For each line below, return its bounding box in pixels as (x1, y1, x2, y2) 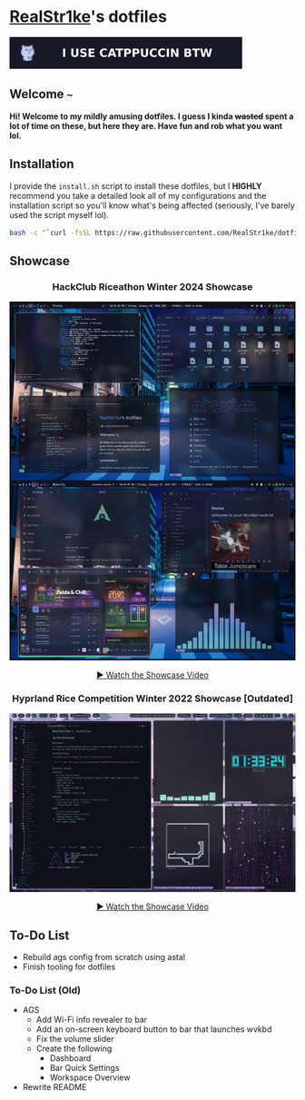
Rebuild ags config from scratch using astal (22, 951, 186, 962)
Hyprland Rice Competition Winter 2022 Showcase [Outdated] (12, 692, 293, 705)
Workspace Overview (49, 1072, 131, 1083)
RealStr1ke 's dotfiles (9, 6, 168, 27)
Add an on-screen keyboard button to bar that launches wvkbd (35, 1024, 272, 1035)
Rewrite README (22, 1082, 87, 1093)
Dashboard (49, 1053, 92, 1064)
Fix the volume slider (35, 1034, 114, 1045)
